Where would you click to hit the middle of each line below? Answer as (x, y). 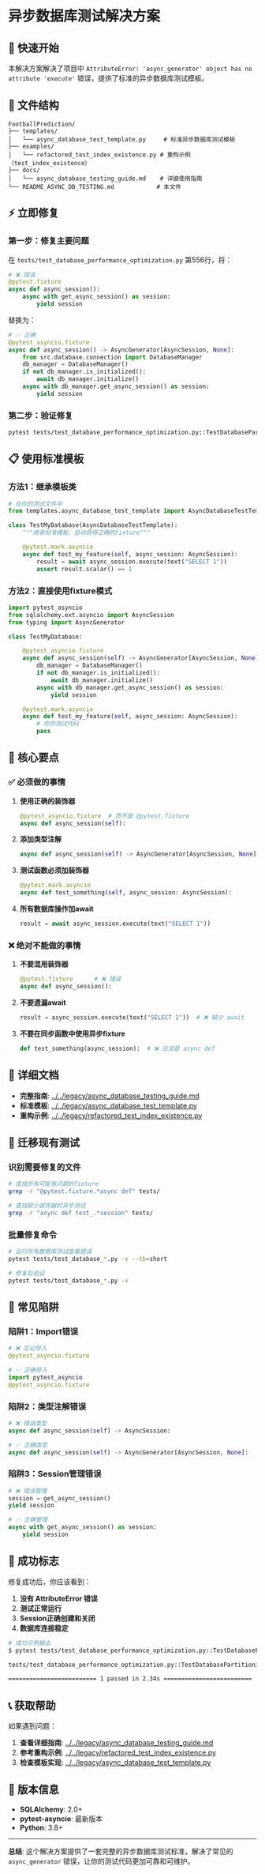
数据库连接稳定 (44, 1628)
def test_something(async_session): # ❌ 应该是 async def (117, 1048)
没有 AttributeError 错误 (58, 1598)
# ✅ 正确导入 (28, 1370)
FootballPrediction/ (42, 124)
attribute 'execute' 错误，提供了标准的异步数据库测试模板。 (108, 78)
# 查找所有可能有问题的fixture (54, 1184)
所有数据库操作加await (56, 909)
